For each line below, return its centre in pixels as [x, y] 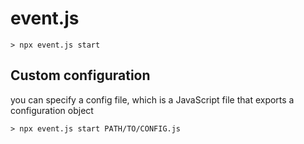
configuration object [52, 110]
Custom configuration [80, 75]
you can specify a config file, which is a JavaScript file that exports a [152, 99]
